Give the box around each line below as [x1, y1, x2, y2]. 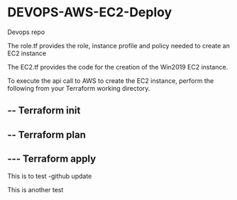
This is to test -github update [7, 172, 92, 180]
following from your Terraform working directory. [7, 84, 150, 92]
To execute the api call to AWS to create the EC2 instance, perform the [7, 76, 214, 85]
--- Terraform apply [7, 153, 97, 165]
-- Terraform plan [7, 128, 87, 140]
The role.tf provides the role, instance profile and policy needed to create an [7, 41, 231, 50]
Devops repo [7, 28, 45, 36]
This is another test [7, 185, 64, 194]
